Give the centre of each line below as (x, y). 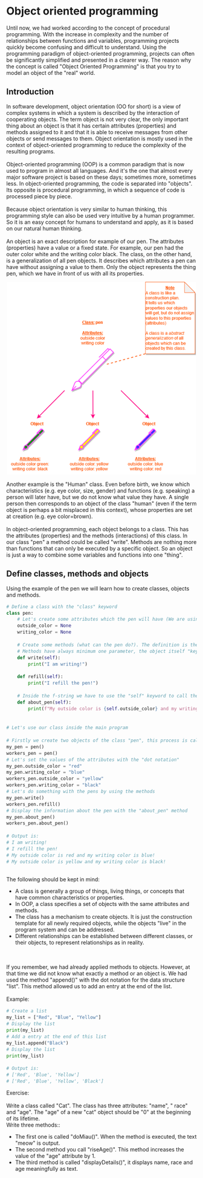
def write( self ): (39, 658)
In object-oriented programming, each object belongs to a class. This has (98, 529)
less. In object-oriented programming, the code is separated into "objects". (99, 183)
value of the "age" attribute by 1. (55, 1156)
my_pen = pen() (25, 747)
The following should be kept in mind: (53, 879)
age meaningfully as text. (47, 1168)
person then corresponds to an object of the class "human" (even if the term (101, 503)
